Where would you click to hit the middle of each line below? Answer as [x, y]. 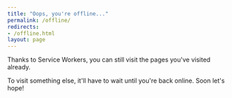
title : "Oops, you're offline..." [58, 14]
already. [19, 67]
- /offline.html [31, 33]
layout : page [26, 40]
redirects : [23, 27]
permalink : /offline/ [39, 20]
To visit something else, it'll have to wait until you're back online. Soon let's [116, 80]
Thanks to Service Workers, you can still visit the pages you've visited [109, 59]
